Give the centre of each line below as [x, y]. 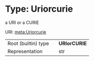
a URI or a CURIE [22, 22]
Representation [25, 51]
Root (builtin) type [28, 43]
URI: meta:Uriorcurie [26, 32]
